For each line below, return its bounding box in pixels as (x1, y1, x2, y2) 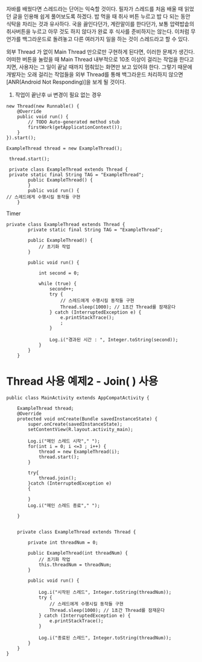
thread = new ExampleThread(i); (38, 449, 120, 455)
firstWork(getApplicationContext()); (28, 124, 122, 130)
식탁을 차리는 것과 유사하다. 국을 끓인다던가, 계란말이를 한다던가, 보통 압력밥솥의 (6, 20, 195, 27)
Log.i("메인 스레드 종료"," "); (28, 502, 101, 508)
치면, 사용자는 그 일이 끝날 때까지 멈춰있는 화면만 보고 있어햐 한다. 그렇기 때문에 (6, 63, 193, 71)
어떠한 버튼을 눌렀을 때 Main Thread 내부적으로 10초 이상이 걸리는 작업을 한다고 (6, 56, 194, 63)
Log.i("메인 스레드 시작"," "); (28, 438, 101, 444)
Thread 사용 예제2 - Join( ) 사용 (6, 374, 159, 388)
